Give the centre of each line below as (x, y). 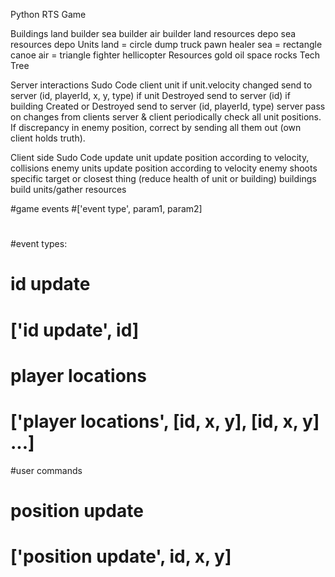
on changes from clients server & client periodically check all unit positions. (166, 117)
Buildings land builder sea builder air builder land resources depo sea (153, 33)
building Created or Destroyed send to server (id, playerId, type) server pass (168, 106)
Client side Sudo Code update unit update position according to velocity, (160, 157)
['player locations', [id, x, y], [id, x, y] (165, 421)
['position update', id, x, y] (121, 556)
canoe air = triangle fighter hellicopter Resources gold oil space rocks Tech (165, 55)
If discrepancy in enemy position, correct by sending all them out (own (156, 127)
